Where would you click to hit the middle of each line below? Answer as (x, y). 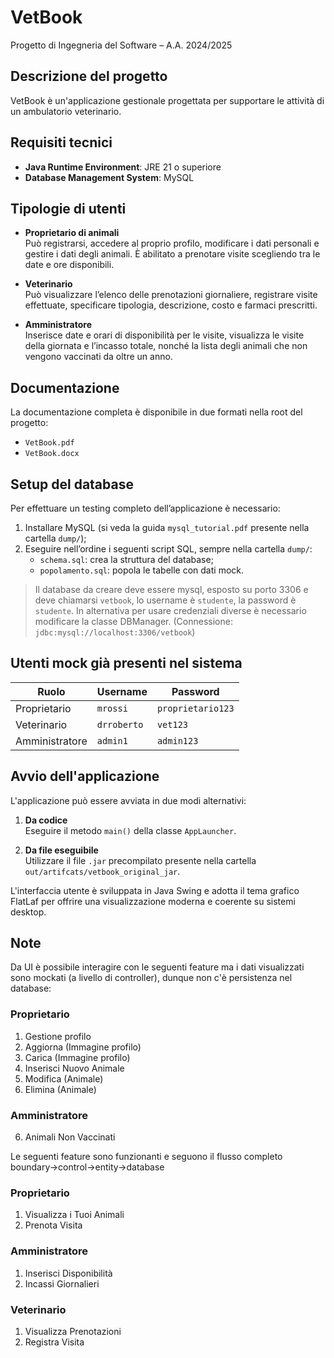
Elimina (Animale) (60, 1089)
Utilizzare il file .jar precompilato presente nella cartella (140, 860)
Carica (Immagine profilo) (77, 1057)
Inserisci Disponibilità (68, 1273)
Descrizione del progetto (89, 76)
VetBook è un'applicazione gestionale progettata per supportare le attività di (167, 100)
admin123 (177, 740)
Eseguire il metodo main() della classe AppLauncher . (130, 830)
